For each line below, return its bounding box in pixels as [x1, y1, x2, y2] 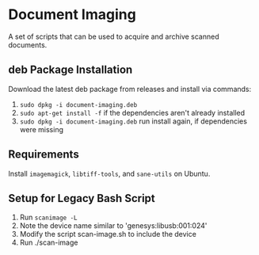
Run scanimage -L [19, 212, 78, 223]
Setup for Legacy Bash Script [8, 192, 156, 205]
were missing [19, 124, 63, 134]
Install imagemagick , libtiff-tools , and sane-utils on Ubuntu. [8, 169, 211, 178]
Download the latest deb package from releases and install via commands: [8, 84, 252, 93]
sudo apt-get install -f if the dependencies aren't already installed [19, 108, 246, 117]
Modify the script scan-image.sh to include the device [19, 230, 196, 239]
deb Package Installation [8, 63, 133, 77]
